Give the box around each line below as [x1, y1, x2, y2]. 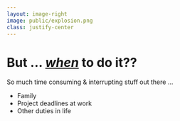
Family [16, 92, 37, 100]
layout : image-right [6, 10, 68, 18]
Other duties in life [16, 107, 72, 115]
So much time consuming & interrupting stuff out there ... [6, 78, 174, 86]
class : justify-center [6, 23, 74, 31]
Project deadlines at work [16, 99, 92, 107]
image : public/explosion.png [6, 17, 93, 24]
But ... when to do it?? [6, 54, 137, 70]
